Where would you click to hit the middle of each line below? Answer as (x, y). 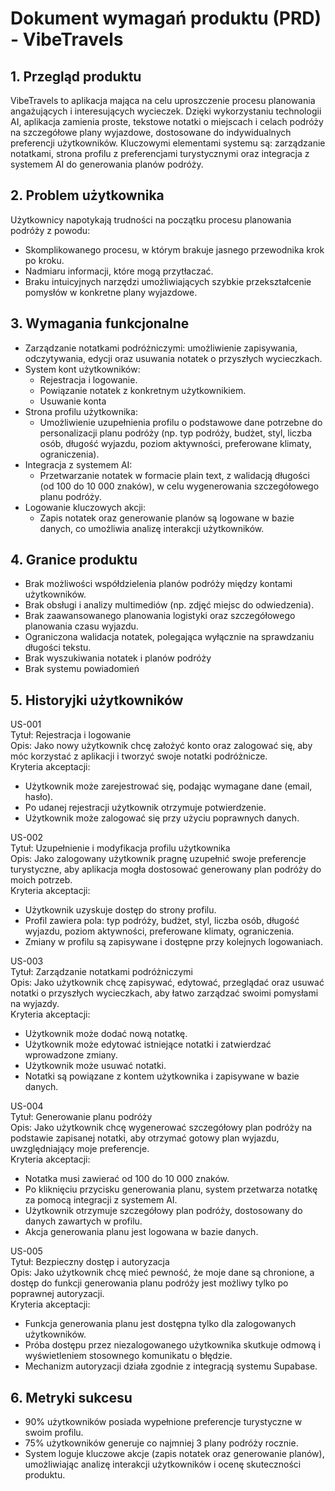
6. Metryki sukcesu (71, 1397)
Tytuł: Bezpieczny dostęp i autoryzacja (90, 1262)
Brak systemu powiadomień (82, 669)
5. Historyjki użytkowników (97, 700)
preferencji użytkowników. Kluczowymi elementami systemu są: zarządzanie (168, 143)
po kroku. (44, 260)
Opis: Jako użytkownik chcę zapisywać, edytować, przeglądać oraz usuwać (167, 983)
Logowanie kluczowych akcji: (85, 507)
